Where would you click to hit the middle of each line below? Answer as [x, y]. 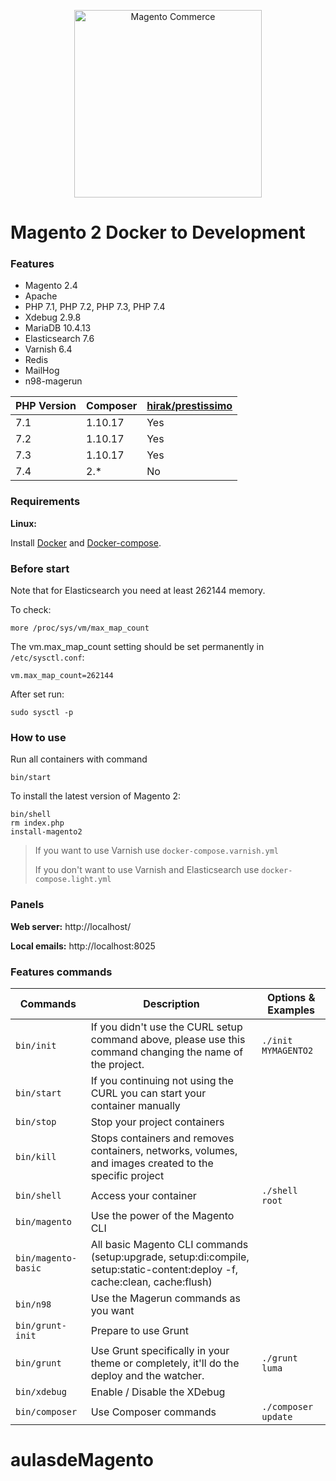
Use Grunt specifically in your [160, 1350]
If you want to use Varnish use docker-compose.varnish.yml [157, 851]
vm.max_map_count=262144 [62, 676]
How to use [38, 737]
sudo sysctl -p [42, 713]
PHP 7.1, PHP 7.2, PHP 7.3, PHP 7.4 [95, 307]
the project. [117, 1064]
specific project [127, 1175]
